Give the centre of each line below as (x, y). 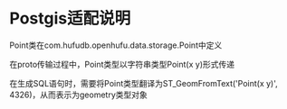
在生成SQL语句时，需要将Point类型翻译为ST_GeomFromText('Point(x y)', (143, 83)
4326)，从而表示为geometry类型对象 (78, 95)
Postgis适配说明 (70, 18)
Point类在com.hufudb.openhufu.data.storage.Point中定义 (116, 45)
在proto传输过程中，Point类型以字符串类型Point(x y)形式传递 (122, 64)
